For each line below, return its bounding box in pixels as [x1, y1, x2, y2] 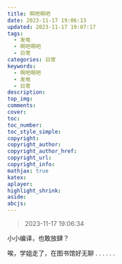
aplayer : [7, 180, 33, 187]
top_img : [7, 96, 33, 103]
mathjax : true [7, 167, 49, 175]
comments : [7, 102, 37, 109]
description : [7, 89, 46, 96]
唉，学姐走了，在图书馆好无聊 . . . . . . [7, 249, 115, 257]
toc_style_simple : [7, 128, 61, 135]
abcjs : [7, 200, 27, 208]
